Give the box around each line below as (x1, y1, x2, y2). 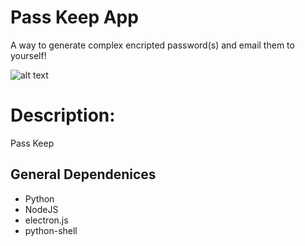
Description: (10, 104, 116, 127)
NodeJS (24, 203, 59, 215)
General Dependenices (10, 166, 157, 183)
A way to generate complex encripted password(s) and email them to (10, 39, 295, 51)
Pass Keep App (10, 6, 139, 29)
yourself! (10, 49, 47, 61)
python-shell (24, 224, 78, 236)
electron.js (24, 214, 69, 226)
